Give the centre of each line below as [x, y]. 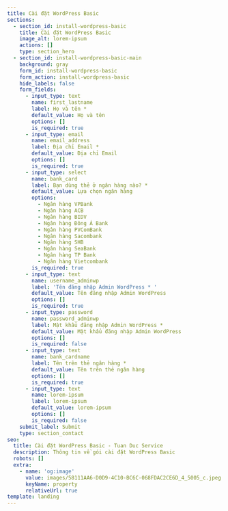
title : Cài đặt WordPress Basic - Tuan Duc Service [88, 446]
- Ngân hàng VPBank [65, 205]
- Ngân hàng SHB [60, 243]
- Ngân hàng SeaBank [67, 249]
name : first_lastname [62, 103]
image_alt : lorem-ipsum [53, 39]
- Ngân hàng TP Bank [67, 255]
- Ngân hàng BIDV [62, 217]
